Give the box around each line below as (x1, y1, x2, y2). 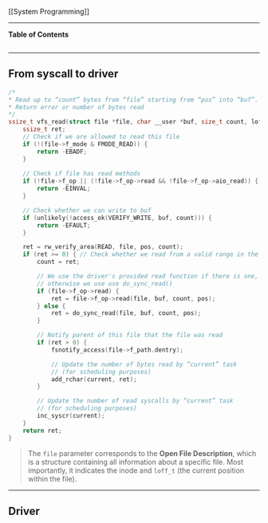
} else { (37, 302, 66, 310)
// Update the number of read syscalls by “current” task (37, 397, 234, 405)
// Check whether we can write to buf (22, 206, 152, 214)
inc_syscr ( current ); (37, 412, 105, 420)
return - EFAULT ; (37, 221, 91, 230)
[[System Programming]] (8, 7, 90, 16)
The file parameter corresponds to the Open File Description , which (27, 448, 257, 458)
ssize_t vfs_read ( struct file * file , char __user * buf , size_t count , (8, 118, 248, 126)
